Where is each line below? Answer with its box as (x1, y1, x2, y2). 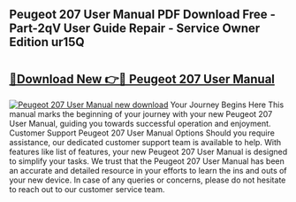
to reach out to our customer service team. (9, 184, 165, 194)
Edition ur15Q (9, 35, 86, 50)
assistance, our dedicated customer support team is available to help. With (9, 137, 282, 147)
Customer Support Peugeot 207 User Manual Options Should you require (9, 128, 276, 138)
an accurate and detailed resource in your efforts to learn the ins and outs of (9, 166, 287, 175)
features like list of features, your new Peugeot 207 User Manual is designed (9, 146, 288, 157)
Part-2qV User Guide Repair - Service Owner (9, 21, 261, 36)
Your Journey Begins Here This (170, 99, 285, 110)
